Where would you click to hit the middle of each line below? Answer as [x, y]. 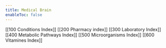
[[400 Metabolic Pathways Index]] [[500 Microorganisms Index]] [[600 [80, 35]
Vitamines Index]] [24, 40]
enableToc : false [24, 15]
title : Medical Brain [28, 10]
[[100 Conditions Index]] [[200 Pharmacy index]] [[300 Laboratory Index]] [83, 29]
